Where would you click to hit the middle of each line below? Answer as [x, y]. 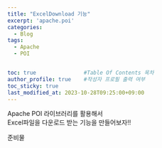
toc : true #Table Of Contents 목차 [81, 73]
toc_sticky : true [33, 86]
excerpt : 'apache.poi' [41, 21]
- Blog [23, 34]
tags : [15, 41]
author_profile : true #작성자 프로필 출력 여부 [76, 79]
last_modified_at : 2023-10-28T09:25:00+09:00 [76, 92]
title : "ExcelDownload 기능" [49, 14]
